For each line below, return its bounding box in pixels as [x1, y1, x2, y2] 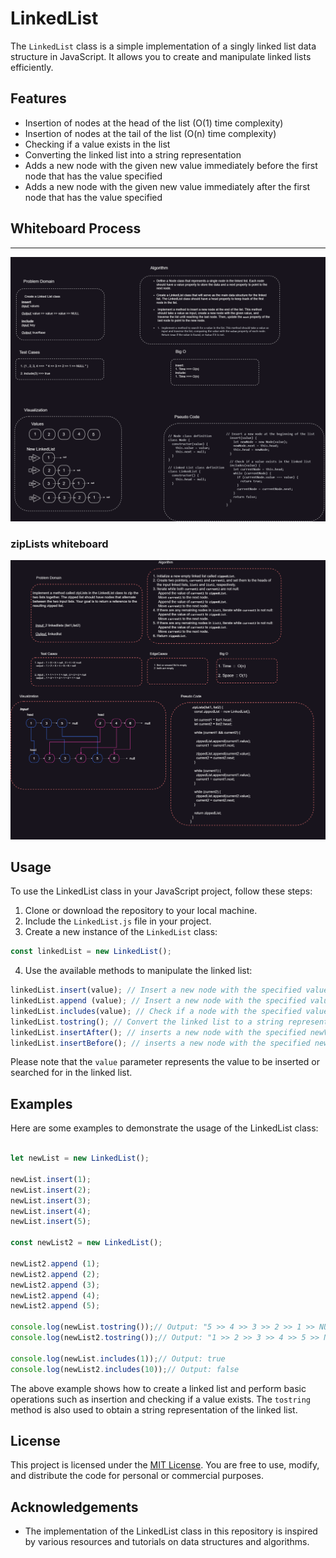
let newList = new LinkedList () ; [10, 1153, 150, 1164]
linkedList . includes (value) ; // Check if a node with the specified [10, 1006, 302, 1016]
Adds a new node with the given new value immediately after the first [24, 180, 311, 192]
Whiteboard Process [10, 220, 142, 237]
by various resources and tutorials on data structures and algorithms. [24, 1536, 310, 1548]
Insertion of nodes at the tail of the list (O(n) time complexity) [24, 127, 277, 139]
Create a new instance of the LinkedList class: [24, 926, 218, 938]
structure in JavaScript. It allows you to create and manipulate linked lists [10, 50, 312, 62]
